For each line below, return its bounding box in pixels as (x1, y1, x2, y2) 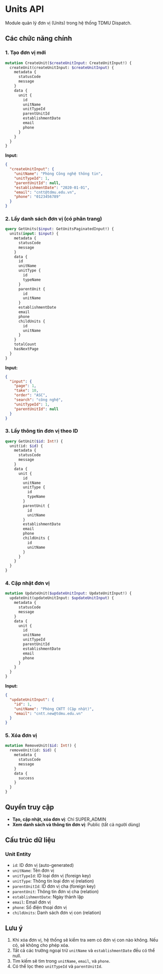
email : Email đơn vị (12, 899, 51, 905)
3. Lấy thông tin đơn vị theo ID (5, 428, 78, 435)
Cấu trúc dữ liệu (5, 836, 55, 844)
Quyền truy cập (5, 803, 54, 812)
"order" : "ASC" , (14, 393, 48, 398)
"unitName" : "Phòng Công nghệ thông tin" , (14, 171, 103, 176)
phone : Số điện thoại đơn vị (12, 904, 67, 910)
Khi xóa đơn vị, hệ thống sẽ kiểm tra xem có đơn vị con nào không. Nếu (12, 937, 159, 943)
